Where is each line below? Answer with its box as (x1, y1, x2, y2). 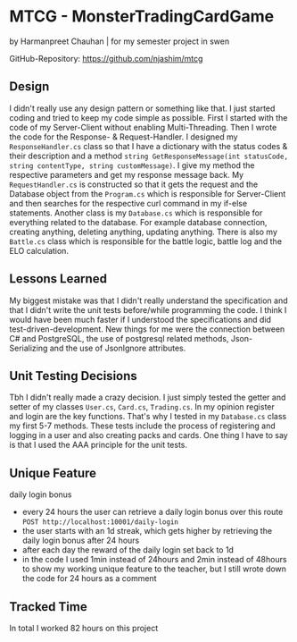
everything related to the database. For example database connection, (9, 216, 268, 227)
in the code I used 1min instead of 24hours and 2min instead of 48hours (21, 554, 287, 565)
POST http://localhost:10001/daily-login (21, 518, 178, 527)
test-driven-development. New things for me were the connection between (9, 324, 285, 334)
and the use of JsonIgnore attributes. (49, 342, 186, 353)
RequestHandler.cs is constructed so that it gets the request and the (9, 179, 259, 190)
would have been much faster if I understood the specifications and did (9, 314, 272, 325)
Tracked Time (9, 599, 87, 614)
